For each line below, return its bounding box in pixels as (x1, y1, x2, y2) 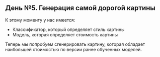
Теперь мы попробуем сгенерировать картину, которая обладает (5, 41, 145, 47)
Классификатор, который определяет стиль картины (12, 27, 125, 32)
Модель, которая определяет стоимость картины (12, 31, 118, 37)
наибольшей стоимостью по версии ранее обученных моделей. (5, 46, 142, 52)
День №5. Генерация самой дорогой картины (5, 4, 156, 12)
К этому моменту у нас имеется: (5, 17, 76, 23)
